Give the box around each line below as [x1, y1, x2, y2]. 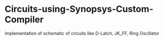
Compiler [4, 14, 44, 25]
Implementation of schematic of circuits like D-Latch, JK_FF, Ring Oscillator [4, 30, 160, 36]
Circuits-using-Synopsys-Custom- [4, 3, 154, 15]
